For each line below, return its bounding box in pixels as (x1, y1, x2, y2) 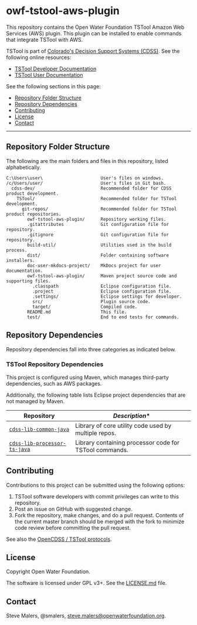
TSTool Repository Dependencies (6, 360, 104, 368)
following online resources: (6, 54, 72, 61)
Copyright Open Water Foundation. (6, 568, 91, 575)
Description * (113, 411, 151, 420)
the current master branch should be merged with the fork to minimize (14, 518, 185, 525)
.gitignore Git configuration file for (27, 231, 169, 238)
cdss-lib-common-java (9, 425, 69, 433)
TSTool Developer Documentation (14, 65, 97, 72)
